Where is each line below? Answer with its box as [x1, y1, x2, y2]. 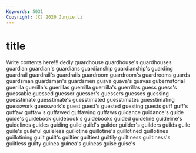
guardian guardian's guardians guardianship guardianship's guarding [6, 65, 174, 72]
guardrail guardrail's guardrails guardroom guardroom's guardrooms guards [6, 71, 190, 78]
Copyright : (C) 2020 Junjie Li [6, 14, 83, 20]
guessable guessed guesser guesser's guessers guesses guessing [6, 90, 170, 97]
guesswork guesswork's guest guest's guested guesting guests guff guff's [6, 102, 188, 109]
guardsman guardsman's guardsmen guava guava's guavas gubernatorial [6, 78, 185, 85]
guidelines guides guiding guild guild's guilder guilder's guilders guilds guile [6, 121, 190, 128]
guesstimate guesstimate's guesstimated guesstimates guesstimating [6, 97, 175, 104]
